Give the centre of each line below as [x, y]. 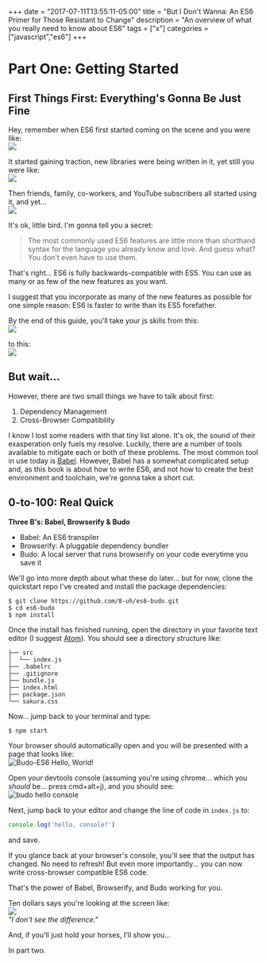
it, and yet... [28, 202]
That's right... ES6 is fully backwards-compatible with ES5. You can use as [130, 273]
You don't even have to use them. [83, 257]
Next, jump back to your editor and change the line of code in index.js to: [129, 810]
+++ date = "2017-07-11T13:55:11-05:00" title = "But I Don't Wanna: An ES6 [131, 12]
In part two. [27, 950]
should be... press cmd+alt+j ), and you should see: [91, 786]
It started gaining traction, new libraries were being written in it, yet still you [131, 161]
